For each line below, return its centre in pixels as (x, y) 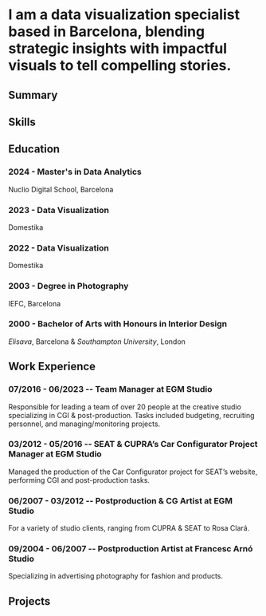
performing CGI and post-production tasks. (79, 480)
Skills (22, 122)
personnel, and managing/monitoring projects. (84, 424)
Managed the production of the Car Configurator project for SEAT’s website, (133, 472)
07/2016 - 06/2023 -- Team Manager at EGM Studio (110, 389)
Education (34, 149)
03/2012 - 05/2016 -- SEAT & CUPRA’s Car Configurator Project (133, 444)
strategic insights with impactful (118, 49)
